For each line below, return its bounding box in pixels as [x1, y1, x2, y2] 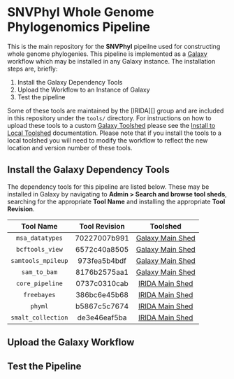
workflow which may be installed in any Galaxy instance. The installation [7, 57, 216, 65]
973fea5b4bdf [78, 256, 127, 266]
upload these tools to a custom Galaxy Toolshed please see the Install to [7, 121, 216, 129]
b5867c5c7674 [75, 301, 129, 311]
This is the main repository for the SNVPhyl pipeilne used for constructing [7, 42, 221, 50]
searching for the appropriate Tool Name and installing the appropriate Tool [7, 197, 226, 206]
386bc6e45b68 [75, 289, 129, 299]
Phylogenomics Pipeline [7, 19, 151, 35]
